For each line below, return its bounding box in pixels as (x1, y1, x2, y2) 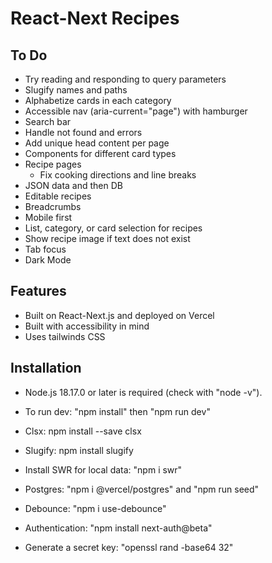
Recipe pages (24, 158, 82, 170)
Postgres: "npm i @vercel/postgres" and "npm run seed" (24, 483, 260, 495)
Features (10, 283, 67, 300)
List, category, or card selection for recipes (24, 222, 203, 234)
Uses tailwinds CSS (24, 330, 106, 342)
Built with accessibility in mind (24, 320, 150, 332)
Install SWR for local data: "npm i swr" (24, 463, 183, 476)
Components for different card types (24, 148, 177, 159)
